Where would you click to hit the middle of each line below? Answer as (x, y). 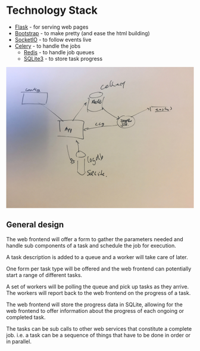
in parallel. (19, 341)
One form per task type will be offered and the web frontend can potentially (99, 269)
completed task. (26, 317)
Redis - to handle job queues (59, 52)
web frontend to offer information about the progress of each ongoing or (95, 310)
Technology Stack (52, 10)
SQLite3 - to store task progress (63, 59)
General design (35, 225)
